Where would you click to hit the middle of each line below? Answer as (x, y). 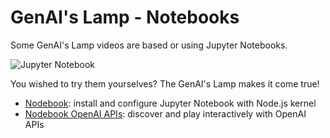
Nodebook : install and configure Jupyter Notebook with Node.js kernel (170, 103)
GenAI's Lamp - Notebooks (125, 17)
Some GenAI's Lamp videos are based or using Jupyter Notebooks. (149, 45)
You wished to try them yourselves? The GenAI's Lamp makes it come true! (165, 83)
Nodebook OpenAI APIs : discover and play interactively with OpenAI (165, 113)
